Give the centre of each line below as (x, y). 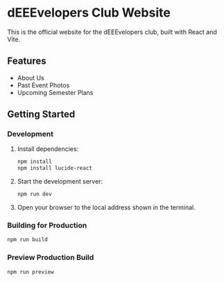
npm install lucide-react (54, 168)
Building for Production (47, 225)
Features (27, 61)
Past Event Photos (43, 85)
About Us (31, 78)
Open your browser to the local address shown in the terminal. (106, 208)
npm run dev (34, 194)
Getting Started (41, 115)
